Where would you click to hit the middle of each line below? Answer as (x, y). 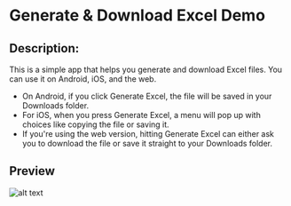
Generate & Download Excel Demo (138, 16)
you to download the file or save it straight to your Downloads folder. (147, 143)
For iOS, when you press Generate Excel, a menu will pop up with (142, 115)
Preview (32, 171)
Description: (44, 48)
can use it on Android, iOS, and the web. (83, 79)
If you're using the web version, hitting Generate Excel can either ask (148, 134)
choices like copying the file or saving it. (96, 124)
